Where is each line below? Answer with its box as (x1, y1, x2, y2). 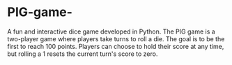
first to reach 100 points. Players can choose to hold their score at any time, (7, 42, 224, 50)
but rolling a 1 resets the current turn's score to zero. (7, 50, 158, 58)
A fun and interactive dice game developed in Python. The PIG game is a (7, 27, 216, 36)
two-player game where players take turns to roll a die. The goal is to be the (7, 34, 225, 43)
